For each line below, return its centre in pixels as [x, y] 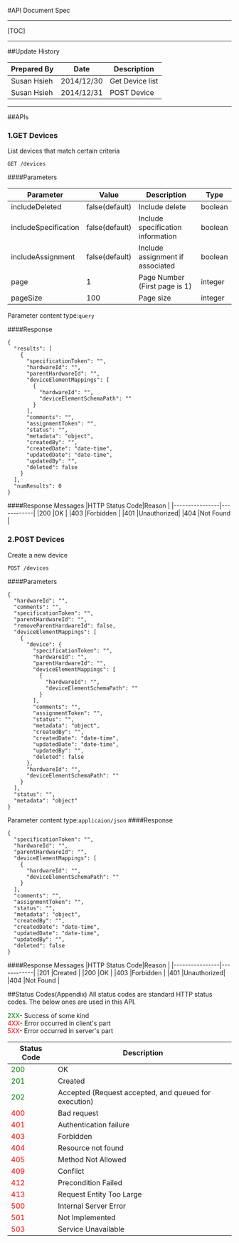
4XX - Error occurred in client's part [59, 1023]
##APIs [18, 117]
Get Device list [134, 81]
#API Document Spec [39, 10]
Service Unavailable [91, 1229]
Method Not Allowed [92, 1159]
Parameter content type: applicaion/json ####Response [90, 820]
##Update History [34, 51]
